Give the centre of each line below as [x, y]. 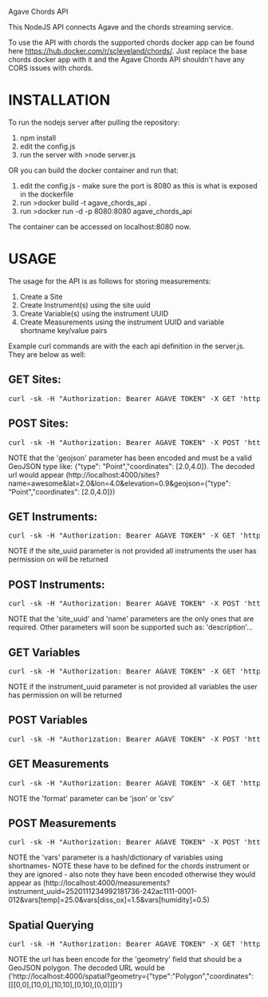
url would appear [36, 475]
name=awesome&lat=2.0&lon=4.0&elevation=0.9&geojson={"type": [120, 483]
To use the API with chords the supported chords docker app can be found [131, 42]
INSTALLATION [59, 100]
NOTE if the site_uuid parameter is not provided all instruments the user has [132, 551]
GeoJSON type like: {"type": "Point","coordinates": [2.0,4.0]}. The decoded [132, 466]
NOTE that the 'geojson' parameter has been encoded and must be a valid [130, 458]
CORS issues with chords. [51, 68]
